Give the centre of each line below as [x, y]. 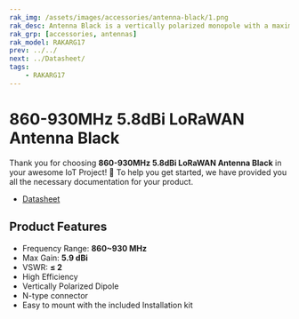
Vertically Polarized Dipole [70, 286]
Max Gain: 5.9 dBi [55, 258]
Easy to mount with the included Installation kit [107, 305]
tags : [19, 68]
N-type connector [55, 295]
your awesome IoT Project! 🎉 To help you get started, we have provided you [148, 172]
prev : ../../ [33, 51]
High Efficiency [50, 276]
